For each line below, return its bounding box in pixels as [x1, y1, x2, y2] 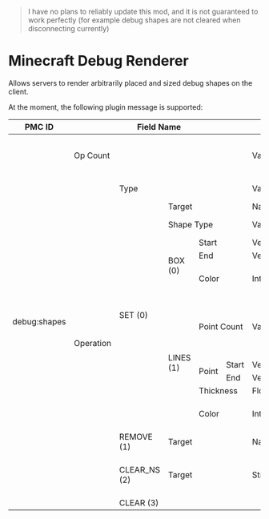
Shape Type [167, 219, 214, 230]
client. [8, 86, 29, 96]
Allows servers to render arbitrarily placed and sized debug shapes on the [8, 78, 253, 87]
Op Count [73, 150, 110, 161]
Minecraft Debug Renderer [8, 52, 190, 70]
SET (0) [118, 309, 148, 320]
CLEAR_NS [118, 464, 161, 475]
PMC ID [24, 121, 54, 132]
